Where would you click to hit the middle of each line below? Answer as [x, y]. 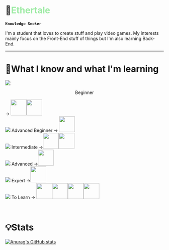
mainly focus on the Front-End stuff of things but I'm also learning [73, 38]
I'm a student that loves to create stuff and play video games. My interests [82, 33]
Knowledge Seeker [23, 24]
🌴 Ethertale [28, 10]
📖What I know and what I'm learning [82, 69]
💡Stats [20, 228]
